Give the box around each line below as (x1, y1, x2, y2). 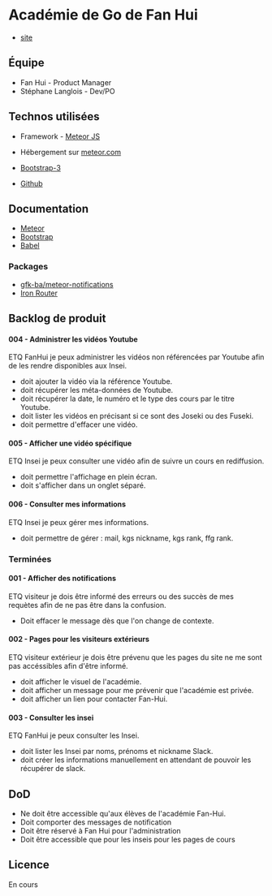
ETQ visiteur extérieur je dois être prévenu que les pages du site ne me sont (8, 653, 262, 662)
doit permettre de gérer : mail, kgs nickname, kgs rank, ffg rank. (19, 533, 234, 543)
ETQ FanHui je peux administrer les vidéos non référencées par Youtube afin (8, 352, 265, 362)
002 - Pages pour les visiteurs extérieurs (8, 635, 150, 644)
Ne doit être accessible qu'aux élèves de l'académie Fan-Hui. (19, 809, 226, 819)
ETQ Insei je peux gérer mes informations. (8, 517, 149, 527)
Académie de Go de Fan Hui (8, 6, 199, 24)
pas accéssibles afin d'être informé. (8, 661, 128, 670)
